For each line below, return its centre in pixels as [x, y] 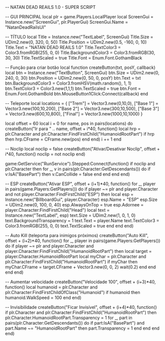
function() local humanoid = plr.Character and [51, 287]
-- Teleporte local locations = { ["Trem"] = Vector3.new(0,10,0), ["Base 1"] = [82, 103]
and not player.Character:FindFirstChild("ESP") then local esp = [69, 194]
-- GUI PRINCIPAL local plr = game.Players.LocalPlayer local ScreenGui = [79, 17]
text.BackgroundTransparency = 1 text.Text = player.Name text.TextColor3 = [82, 220]
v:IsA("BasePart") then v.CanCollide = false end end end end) [67, 174]
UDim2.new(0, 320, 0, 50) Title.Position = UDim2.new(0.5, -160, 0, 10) [76, 42]
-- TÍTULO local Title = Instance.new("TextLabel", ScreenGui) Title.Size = [79, 37]
